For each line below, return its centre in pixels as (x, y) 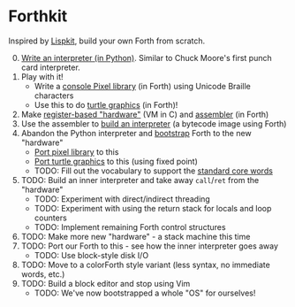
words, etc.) (43, 274)
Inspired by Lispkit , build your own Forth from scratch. (107, 41)
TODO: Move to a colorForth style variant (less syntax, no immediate (145, 265)
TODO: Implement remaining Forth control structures (130, 226)
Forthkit (38, 16)
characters (54, 96)
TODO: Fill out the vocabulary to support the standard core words (153, 171)
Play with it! (42, 76)
